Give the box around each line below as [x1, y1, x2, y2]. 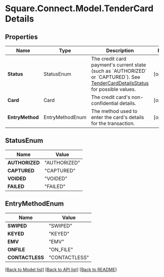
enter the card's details [91, 114, 144, 120]
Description [106, 47, 134, 54]
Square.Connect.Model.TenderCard [5, 3, 154, 14]
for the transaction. [91, 120, 135, 127]
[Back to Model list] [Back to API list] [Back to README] [5, 266, 117, 272]
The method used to [91, 108, 138, 115]
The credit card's [91, 94, 131, 100]
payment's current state [91, 61, 146, 68]
